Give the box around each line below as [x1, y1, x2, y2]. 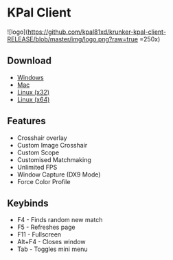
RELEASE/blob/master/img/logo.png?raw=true [7, 34, 139, 43]
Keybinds [7, 197, 49, 209]
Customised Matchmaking [16, 155, 91, 163]
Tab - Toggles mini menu [16, 245, 88, 253]
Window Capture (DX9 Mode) [16, 170, 101, 179]
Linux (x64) [16, 95, 50, 103]
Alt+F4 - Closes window [16, 238, 86, 246]
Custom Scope [16, 148, 60, 157]
